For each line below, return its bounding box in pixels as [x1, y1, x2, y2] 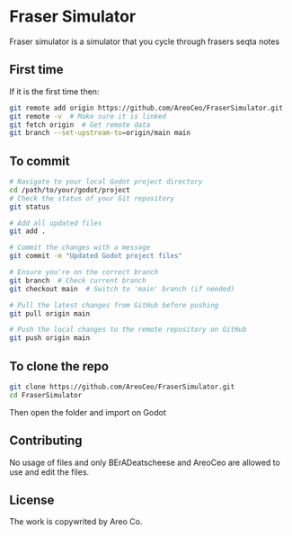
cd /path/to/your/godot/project [9, 185, 130, 194]
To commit [9, 153, 70, 168]
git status [9, 202, 50, 211]
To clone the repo [9, 358, 110, 374]
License [9, 492, 55, 507]
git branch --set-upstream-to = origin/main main [9, 129, 191, 138]
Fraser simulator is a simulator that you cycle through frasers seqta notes [9, 36, 280, 47]
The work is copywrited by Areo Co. [9, 516, 143, 527]
